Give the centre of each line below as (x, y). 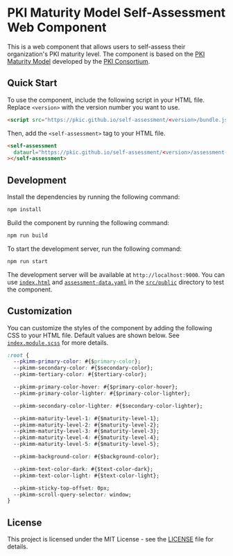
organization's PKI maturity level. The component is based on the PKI (106, 54)
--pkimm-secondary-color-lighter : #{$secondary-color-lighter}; (108, 406)
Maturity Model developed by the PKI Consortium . (79, 61)
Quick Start (32, 83)
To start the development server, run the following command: (95, 249)
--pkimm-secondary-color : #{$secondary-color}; (84, 368)
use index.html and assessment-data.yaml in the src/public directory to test (115, 282)
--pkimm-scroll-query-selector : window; (72, 494)
